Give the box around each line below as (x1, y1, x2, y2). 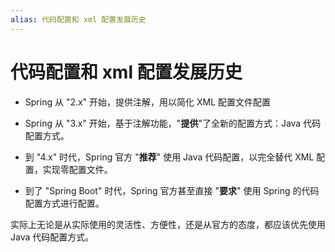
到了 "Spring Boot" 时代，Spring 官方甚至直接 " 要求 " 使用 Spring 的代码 (24, 184, 320, 196)
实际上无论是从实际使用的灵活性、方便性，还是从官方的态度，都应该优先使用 (10, 218, 326, 230)
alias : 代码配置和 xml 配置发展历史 (10, 14, 147, 25)
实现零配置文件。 (42, 163, 113, 175)
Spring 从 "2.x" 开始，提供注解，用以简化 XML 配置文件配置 (24, 96, 272, 108)
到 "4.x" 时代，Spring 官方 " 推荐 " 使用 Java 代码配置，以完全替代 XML (24, 151, 315, 163)
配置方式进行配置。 (24, 197, 105, 209)
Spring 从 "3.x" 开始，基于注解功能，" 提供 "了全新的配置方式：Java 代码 (24, 117, 322, 129)
